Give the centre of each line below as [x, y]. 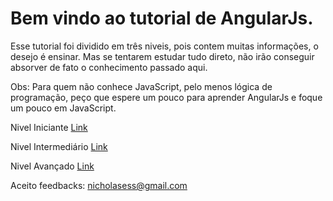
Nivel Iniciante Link [49, 127]
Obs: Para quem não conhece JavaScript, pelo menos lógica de [141, 86]
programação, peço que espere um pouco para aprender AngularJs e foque [166, 97]
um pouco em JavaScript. [63, 108]
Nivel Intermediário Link [59, 146]
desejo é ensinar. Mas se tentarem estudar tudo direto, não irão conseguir [162, 56]
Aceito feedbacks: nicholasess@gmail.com [99, 185]
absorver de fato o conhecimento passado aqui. [109, 67]
